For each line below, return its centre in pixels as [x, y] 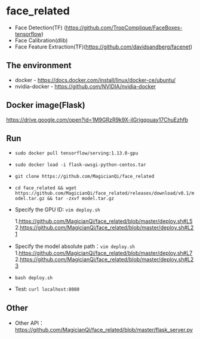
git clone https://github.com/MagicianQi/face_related [84, 177]
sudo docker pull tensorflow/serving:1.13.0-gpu [76, 153]
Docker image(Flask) [46, 105]
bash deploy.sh [34, 278]
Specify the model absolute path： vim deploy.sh [75, 246]
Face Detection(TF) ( [40, 28]
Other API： [30, 323]
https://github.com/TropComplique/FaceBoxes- [124, 28]
